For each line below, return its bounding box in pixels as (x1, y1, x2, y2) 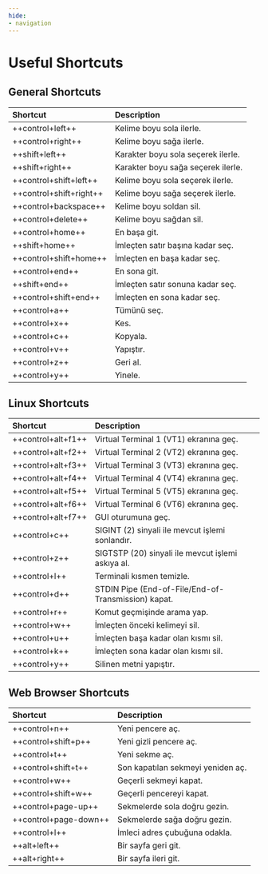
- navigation (8, 19, 52, 27)
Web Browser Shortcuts (8, 685, 130, 700)
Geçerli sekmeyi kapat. (116, 775, 203, 786)
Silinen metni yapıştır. (94, 659, 175, 670)
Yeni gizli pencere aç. (116, 736, 198, 748)
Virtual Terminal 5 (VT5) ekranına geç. (94, 485, 238, 497)
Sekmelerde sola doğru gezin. (116, 801, 230, 812)
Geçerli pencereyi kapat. (116, 788, 209, 800)
